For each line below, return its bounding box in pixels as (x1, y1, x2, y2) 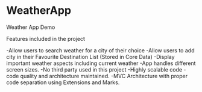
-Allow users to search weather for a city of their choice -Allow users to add (6, 46, 195, 54)
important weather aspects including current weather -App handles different (6, 60, 196, 67)
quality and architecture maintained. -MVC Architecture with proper (20, 72, 188, 79)
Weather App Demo (6, 23, 55, 31)
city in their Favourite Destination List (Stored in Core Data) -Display (6, 53, 175, 60)
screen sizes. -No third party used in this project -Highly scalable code (6, 66, 183, 73)
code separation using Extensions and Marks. (6, 79, 120, 86)
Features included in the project (6, 35, 86, 42)
